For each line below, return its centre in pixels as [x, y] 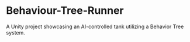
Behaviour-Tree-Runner [65, 11]
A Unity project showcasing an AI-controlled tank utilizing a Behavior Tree [95, 26]
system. [15, 32]
